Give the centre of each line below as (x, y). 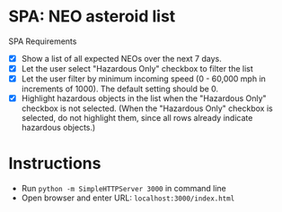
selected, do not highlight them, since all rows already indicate (137, 118)
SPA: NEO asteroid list (92, 17)
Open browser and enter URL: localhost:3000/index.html (128, 198)
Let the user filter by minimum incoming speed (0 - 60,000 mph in (144, 79)
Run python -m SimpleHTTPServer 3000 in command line (123, 189)
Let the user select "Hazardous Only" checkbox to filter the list (137, 68)
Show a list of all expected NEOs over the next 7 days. (121, 58)
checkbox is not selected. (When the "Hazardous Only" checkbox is (147, 108)
